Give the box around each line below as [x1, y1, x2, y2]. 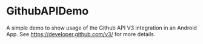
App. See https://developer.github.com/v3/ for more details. [6, 30, 156, 37]
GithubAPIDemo [6, 4, 89, 18]
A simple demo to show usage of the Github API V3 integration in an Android [6, 24, 197, 31]
